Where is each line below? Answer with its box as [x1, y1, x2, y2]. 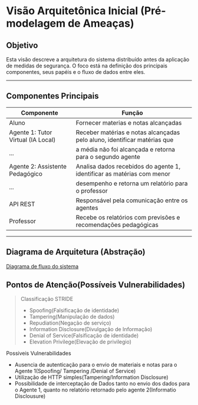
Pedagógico [9, 170, 43, 178]
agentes [75, 203, 98, 212]
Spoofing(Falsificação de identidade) [29, 307, 120, 314]
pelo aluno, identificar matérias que [75, 135, 174, 144]
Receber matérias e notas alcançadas [75, 128, 180, 137]
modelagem [6, 17, 66, 30]
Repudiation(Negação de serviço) [29, 319, 111, 326]
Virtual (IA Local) [9, 135, 56, 144]
